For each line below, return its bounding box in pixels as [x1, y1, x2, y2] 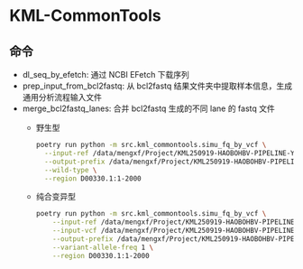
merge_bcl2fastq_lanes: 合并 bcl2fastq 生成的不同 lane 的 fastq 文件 [22, 103, 275, 114]
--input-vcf [52, 227, 97, 236]
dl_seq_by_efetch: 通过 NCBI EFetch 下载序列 [22, 70, 189, 79]
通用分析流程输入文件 [22, 92, 102, 102]
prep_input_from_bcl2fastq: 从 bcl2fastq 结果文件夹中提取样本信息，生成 [22, 80, 293, 91]
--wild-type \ [43, 165, 97, 174]
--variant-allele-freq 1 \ [52, 243, 154, 252]
